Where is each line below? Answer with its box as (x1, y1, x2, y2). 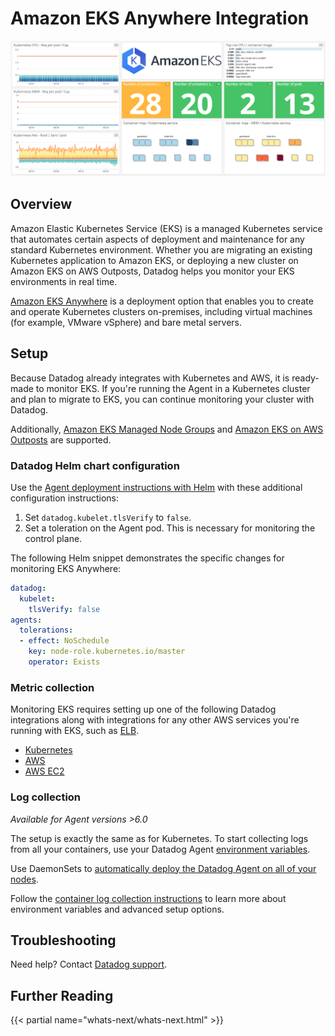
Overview (10, 196, 73, 213)
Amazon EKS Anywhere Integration (10, 7, 310, 30)
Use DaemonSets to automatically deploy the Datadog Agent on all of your (10, 862, 317, 874)
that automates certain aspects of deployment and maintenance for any (10, 233, 305, 245)
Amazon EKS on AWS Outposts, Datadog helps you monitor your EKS (10, 265, 295, 277)
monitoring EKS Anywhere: (10, 562, 122, 574)
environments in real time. (10, 275, 118, 287)
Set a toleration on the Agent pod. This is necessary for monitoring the (24, 522, 316, 534)
